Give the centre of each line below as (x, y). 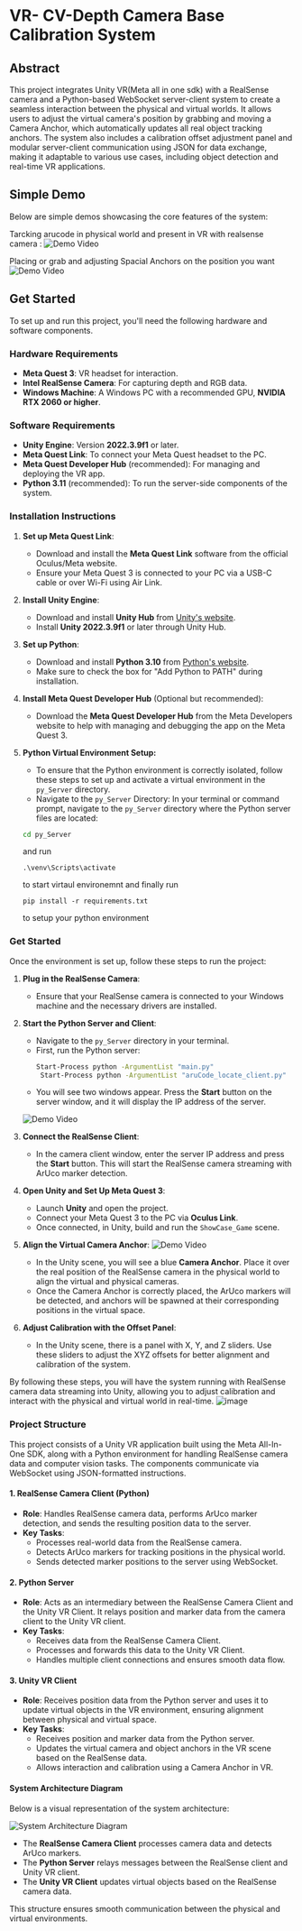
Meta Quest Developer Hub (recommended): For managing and (141, 464)
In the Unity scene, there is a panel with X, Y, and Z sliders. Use (154, 1346)
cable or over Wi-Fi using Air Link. (99, 582)
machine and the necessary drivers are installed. (126, 1006)
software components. (51, 330)
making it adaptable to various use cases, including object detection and (144, 157)
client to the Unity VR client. (74, 1622)
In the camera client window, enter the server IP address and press (160, 1154)
